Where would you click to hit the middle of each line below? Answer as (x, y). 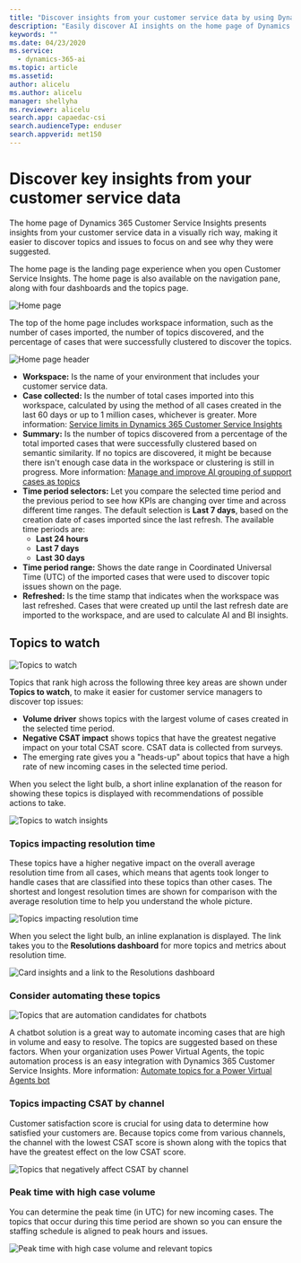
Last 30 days (60, 557)
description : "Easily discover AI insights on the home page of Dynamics (150, 26)
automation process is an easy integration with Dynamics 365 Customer (142, 1061)
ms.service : (31, 51)
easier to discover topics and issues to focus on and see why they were (142, 241)
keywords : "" (34, 34)
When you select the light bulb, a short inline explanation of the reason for (146, 784)
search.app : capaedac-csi (57, 118)
